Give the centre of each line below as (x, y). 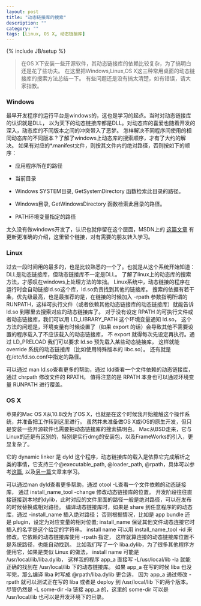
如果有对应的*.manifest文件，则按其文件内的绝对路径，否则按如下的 (101, 146)
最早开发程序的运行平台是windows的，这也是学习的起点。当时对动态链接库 (99, 116)
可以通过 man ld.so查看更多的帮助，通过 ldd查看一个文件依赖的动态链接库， (100, 369)
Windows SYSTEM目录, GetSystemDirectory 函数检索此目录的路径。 (99, 191)
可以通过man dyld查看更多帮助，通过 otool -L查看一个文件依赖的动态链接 (97, 485)
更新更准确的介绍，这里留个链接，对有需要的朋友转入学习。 (80, 237)
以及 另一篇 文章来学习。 (54, 472)
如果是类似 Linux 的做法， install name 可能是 (83, 552)
